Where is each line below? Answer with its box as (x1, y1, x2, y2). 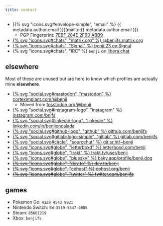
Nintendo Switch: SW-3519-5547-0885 (12, 204, 88, 210)
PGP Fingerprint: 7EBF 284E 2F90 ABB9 (20, 32, 103, 38)
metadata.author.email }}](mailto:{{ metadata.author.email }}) (12, 26, 139, 33)
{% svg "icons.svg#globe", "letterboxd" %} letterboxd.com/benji (12, 144, 146, 150)
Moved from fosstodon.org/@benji (20, 102, 91, 108)
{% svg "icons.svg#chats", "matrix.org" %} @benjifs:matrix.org (12, 37, 143, 43)
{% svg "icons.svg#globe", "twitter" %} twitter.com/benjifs (12, 171, 134, 177)
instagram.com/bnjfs (12, 112, 56, 118)
